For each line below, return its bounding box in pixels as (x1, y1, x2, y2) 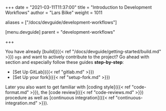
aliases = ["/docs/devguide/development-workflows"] (5, 20, 117, 25)
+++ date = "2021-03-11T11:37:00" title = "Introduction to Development (5, 5, 152, 10)
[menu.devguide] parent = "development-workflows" (5, 29, 115, 35)
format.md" (5, 89, 29, 95)
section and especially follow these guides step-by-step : (5, 59, 124, 65)
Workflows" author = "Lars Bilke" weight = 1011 (5, 10, 103, 16)
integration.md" (5, 100, 38, 106)
